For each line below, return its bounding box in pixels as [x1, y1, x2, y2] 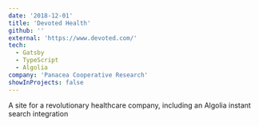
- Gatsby [15, 49, 45, 57]
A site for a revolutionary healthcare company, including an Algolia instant [8, 100, 252, 110]
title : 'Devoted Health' [8, 19, 91, 27]
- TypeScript [15, 57, 59, 65]
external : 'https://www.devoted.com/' [8, 33, 137, 42]
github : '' [8, 26, 45, 34]
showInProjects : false [8, 78, 84, 86]
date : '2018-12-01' [8, 11, 74, 20]
